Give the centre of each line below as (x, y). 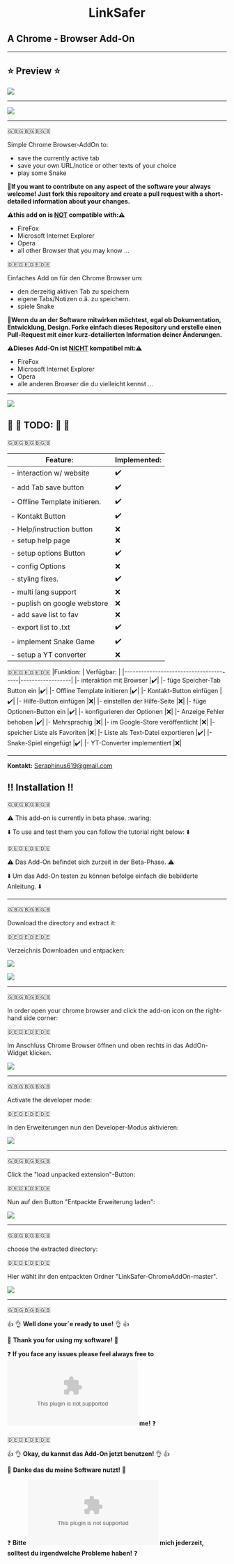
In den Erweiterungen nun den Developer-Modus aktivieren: (93, 1128)
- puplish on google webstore (60, 603)
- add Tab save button (47, 487)
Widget (18, 1053)
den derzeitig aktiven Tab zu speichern (73, 291)
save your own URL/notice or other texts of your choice (97, 165)
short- (214, 194)
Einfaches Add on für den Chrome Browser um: (75, 278)
